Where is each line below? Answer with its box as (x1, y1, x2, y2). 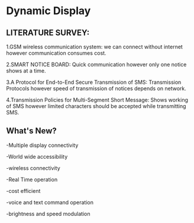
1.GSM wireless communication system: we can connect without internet (6, 43, 183, 50)
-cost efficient (6, 187, 41, 194)
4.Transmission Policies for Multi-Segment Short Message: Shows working (6, 96, 188, 103)
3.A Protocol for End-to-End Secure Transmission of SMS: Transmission (6, 78, 182, 86)
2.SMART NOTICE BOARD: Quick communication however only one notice (6, 61, 187, 68)
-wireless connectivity (6, 164, 60, 172)
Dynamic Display (6, 4, 91, 18)
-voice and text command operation (6, 199, 93, 206)
